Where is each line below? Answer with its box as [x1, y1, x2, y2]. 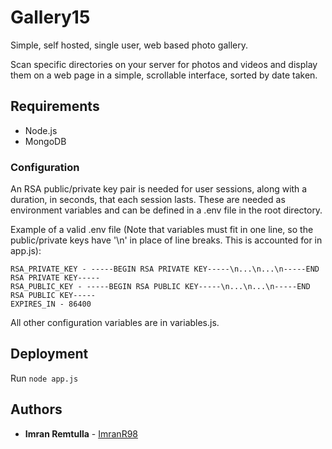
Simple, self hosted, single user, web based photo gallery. [10, 39, 249, 51]
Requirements [10, 98, 100, 115]
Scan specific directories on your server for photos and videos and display [10, 58, 318, 70]
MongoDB [24, 135, 67, 147]
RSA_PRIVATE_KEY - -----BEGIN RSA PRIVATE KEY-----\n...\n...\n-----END [10, 264, 320, 275]
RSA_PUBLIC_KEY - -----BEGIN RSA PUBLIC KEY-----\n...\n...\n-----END [10, 282, 311, 292]
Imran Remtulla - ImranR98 [24, 427, 138, 440]
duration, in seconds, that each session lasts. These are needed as [10, 194, 286, 206]
